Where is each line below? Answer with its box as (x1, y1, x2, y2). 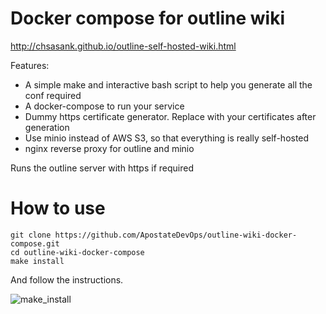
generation (24, 121, 70, 133)
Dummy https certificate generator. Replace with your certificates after (24, 110, 317, 122)
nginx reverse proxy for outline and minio (24, 142, 195, 154)
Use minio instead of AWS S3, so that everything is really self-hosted (24, 132, 310, 144)
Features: (10, 59, 50, 71)
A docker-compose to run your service (24, 100, 185, 112)
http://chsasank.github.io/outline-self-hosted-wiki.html (10, 40, 237, 52)
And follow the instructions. (10, 273, 124, 286)
